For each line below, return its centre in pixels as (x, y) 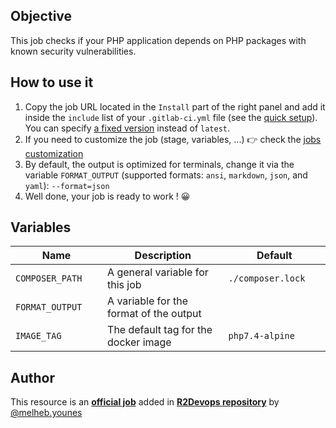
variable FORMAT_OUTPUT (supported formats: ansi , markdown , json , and (166, 175)
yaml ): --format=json (67, 185)
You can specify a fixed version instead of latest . (127, 128)
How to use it (52, 82)
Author (32, 377)
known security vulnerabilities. (73, 51)
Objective (41, 16)
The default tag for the (160, 330)
